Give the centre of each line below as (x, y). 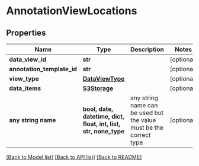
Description (147, 50)
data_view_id (28, 59)
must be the (147, 127)
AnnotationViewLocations (72, 11)
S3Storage (98, 88)
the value (143, 120)
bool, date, (98, 109)
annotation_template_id (43, 69)
